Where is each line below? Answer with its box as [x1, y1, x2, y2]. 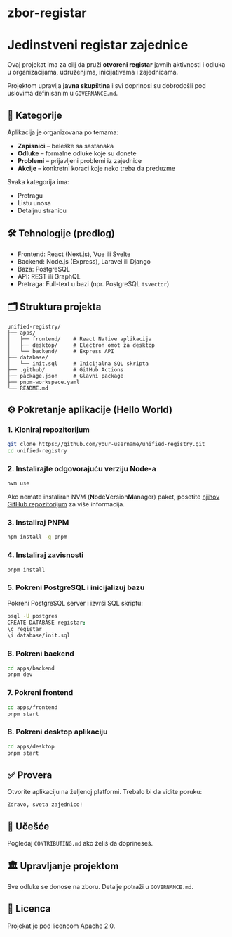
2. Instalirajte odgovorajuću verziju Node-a [7, 464, 156, 473]
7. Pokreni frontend [7, 688, 74, 698]
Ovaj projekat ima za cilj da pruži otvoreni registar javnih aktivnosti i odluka [7, 60, 226, 69]
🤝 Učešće [7, 820, 50, 832]
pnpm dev [7, 671, 33, 678]
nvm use [7, 480, 30, 487]
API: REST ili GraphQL [17, 272, 81, 281]
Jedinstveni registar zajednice [7, 37, 189, 53]
